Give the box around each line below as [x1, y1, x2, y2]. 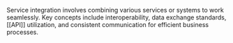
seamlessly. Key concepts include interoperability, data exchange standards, [6, 13, 227, 21]
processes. [6, 28, 39, 36]
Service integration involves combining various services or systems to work [6, 6, 224, 14]
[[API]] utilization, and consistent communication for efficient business [6, 21, 209, 28]
